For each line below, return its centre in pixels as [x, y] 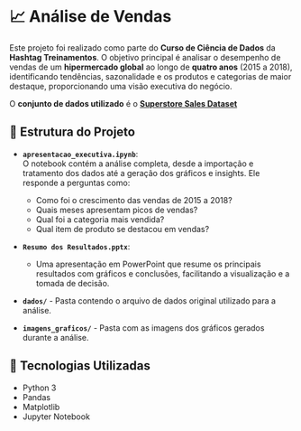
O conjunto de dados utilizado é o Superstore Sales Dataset [123, 103]
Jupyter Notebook [56, 417]
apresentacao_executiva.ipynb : [80, 154]
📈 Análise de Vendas [91, 17]
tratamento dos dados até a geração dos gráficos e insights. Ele [141, 173]
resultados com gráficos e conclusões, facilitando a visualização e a [163, 273]
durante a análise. [55, 337]
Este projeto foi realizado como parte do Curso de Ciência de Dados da [143, 47]
